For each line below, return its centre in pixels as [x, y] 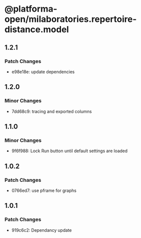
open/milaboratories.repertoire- [70, 19]
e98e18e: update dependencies [43, 72]
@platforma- [31, 9]
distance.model [37, 30]
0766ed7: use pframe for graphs [44, 190]
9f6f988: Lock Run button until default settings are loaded [70, 151]
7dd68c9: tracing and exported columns [52, 111]
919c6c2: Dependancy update [42, 230]
